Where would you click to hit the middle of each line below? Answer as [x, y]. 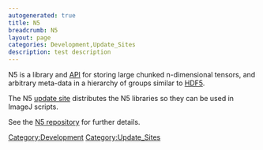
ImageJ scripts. [34, 107]
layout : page [30, 37]
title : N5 [24, 23]
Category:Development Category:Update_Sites [85, 137]
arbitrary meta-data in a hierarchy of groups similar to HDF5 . [107, 83]
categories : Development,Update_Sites [72, 45]
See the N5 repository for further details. [74, 122]
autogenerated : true [42, 15]
